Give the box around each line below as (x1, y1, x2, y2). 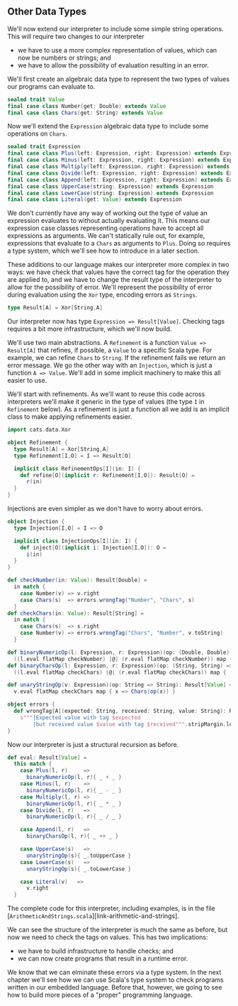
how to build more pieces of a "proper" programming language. (7, 990, 193, 1000)
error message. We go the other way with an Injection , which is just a (7, 361, 212, 370)
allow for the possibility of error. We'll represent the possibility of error (7, 283, 212, 292)
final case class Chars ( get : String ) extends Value (7, 109, 163, 116)
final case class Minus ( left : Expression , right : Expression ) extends (7, 156, 220, 164)
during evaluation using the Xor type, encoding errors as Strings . (7, 290, 198, 299)
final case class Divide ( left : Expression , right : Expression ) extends (7, 170, 223, 177)
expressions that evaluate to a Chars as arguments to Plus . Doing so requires (7, 239, 231, 248)
